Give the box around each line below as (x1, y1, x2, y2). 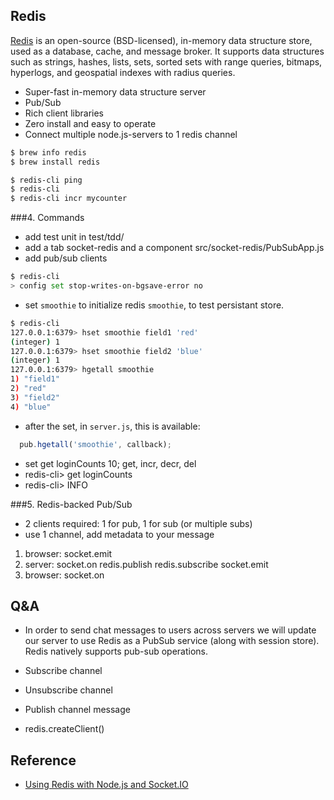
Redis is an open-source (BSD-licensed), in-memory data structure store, (10, 34, 313, 46)
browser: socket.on (24, 569, 105, 581)
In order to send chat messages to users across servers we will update (24, 624, 317, 636)
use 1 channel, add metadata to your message (24, 528, 215, 540)
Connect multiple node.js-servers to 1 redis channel (24, 128, 238, 140)
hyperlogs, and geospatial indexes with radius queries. (10, 66, 236, 78)
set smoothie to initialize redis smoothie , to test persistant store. (24, 299, 285, 311)
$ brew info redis (10, 147, 87, 158)
